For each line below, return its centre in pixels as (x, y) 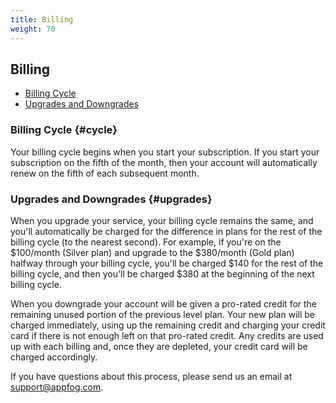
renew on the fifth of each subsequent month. (105, 173)
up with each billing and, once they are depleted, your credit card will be (159, 346)
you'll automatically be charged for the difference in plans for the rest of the (166, 231)
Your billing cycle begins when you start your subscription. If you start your (165, 152)
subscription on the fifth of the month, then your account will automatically (164, 162)
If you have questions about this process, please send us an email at (151, 376)
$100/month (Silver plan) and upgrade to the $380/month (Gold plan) (152, 252)
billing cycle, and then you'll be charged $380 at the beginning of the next (162, 273)
